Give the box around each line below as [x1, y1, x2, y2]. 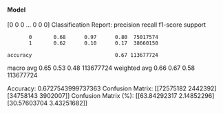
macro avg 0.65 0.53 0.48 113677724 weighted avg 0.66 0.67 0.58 [7, 64, 195, 72]
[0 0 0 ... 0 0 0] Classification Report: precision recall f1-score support [7, 21, 206, 29]
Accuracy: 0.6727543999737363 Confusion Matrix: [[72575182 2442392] [7, 84, 217, 92]
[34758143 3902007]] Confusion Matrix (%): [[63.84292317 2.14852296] [7, 92, 215, 100]
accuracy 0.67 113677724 [7, 52, 158, 59]
